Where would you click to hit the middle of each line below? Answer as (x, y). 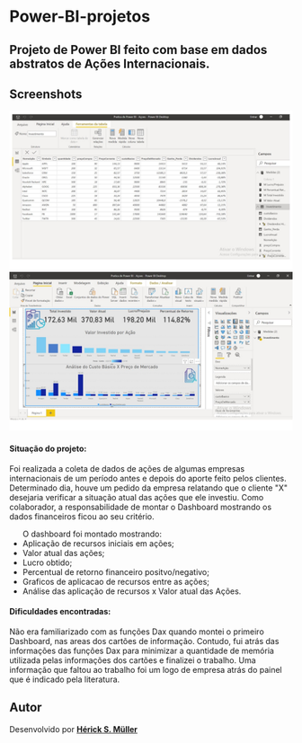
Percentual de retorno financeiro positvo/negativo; (115, 571)
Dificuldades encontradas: (60, 612)
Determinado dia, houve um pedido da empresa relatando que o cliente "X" (149, 488)
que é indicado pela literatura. (65, 679)
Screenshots (46, 94)
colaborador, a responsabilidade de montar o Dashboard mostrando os (141, 507)
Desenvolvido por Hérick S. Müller (73, 729)
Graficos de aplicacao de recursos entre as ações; (115, 581)
